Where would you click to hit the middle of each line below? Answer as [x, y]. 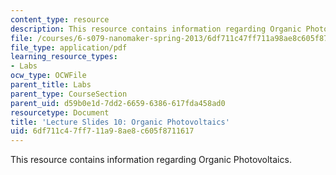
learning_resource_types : [64, 57]
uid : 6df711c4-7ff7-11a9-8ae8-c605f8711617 [102, 131]
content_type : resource [60, 19]
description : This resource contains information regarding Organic [156, 29]
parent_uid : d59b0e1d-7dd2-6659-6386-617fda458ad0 [118, 103]
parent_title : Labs [51, 85]
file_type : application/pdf [69, 47]
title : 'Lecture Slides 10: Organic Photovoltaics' [120, 122]
